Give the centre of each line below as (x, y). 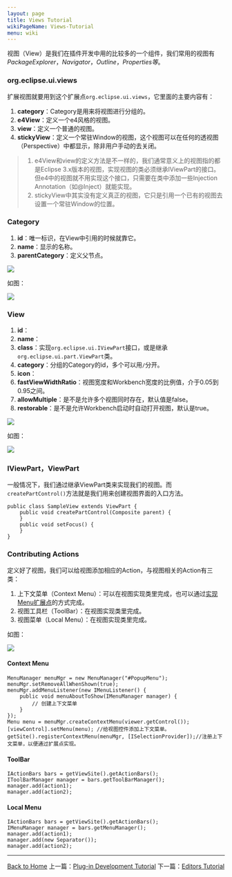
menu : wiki (23, 33)
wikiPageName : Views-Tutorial (51, 26)
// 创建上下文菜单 (55, 703)
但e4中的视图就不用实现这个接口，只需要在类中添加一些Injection (126, 178)
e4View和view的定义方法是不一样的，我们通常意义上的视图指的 (124, 161)
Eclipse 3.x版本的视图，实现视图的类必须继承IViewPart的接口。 (130, 169)
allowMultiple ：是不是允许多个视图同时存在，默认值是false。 (104, 399)
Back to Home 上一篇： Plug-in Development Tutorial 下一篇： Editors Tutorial (116, 867)
